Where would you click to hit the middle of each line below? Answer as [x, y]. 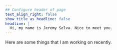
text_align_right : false [31, 14]
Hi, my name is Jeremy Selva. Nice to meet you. [61, 28]
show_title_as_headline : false [38, 19]
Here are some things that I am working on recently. [58, 42]
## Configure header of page [35, 10]
